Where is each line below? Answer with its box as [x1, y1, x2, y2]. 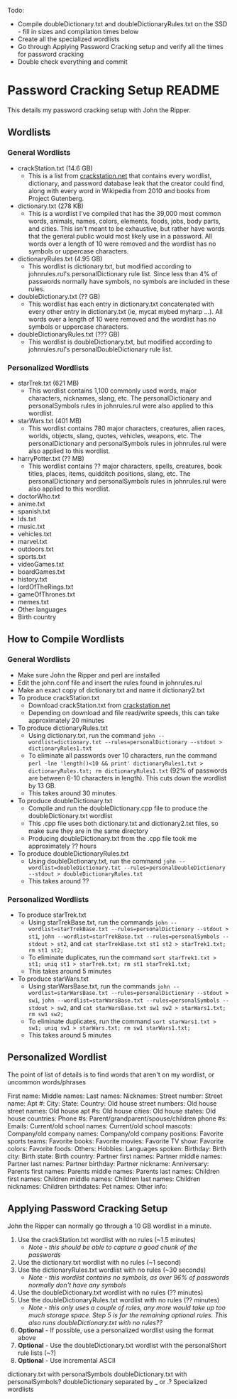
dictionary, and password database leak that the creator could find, [28, 179, 225, 187]
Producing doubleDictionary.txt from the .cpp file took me [28, 834, 197, 842]
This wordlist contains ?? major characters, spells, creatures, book [28, 462, 222, 470]
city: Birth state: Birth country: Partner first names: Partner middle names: [7, 1152, 223, 1160]
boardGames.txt [17, 567, 65, 576]
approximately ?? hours [28, 842, 97, 850]
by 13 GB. [28, 781, 57, 790]
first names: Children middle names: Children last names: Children [7, 1175, 201, 1183]
